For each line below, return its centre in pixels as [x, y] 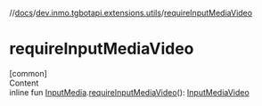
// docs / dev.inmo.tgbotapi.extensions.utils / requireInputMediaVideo [131, 13]
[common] [28, 73]
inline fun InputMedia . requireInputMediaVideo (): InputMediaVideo [129, 92]
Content [24, 83]
